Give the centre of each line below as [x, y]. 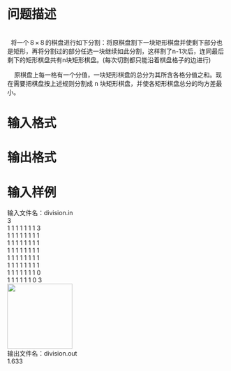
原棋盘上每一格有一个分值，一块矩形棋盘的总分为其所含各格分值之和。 [115, 75]
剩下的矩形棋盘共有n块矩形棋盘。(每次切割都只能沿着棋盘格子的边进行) [109, 59]
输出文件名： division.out [42, 354]
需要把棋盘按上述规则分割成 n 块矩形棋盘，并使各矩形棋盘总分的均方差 [114, 83]
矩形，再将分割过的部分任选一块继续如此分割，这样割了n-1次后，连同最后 [119, 51]
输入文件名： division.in [40, 213]
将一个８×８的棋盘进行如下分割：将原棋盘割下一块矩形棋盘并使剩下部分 [113, 42]
